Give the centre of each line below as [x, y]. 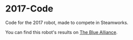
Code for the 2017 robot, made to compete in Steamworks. [67, 22]
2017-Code [29, 9]
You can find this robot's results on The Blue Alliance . [62, 32]
